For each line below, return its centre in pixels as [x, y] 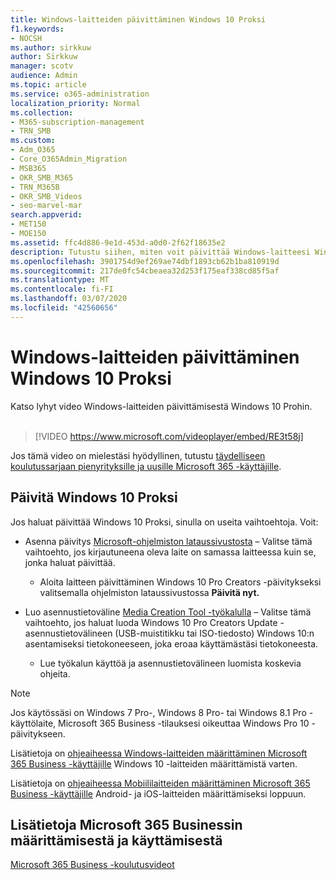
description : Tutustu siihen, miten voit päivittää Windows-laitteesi [160, 252]
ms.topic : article [48, 85]
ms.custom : [33, 141]
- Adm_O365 [33, 150]
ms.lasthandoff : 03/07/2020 [69, 299]
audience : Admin [44, 76]
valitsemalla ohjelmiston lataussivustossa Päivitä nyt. [149, 592]
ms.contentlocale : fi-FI [62, 289]
